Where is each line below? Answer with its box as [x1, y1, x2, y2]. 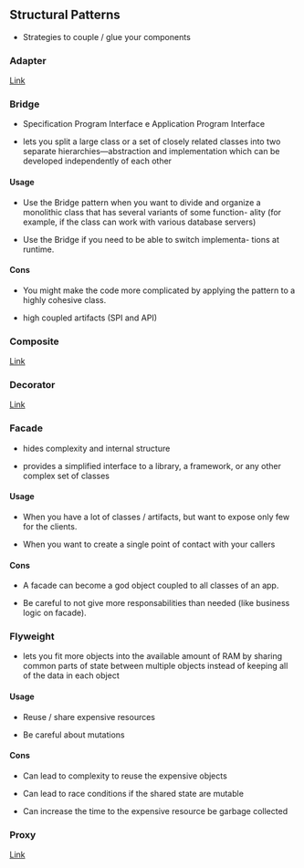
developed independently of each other [22, 155, 172, 167]
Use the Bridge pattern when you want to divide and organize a [22, 196, 262, 208]
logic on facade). [22, 607, 87, 619]
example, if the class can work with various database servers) [22, 216, 257, 227]
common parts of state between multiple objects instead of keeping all [22, 661, 288, 672]
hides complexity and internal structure [22, 443, 171, 454]
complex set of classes [22, 470, 110, 481]
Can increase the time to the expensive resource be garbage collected [22, 805, 288, 816]
